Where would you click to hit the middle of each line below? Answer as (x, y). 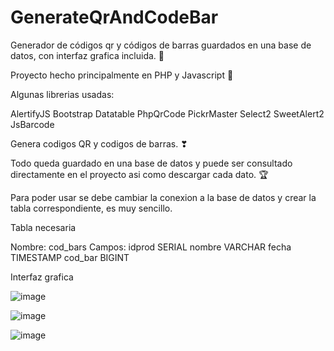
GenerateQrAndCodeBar (114, 17)
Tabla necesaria (43, 227)
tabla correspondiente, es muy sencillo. (91, 208)
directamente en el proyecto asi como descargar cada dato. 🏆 (139, 174)
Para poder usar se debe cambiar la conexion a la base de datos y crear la (163, 197)
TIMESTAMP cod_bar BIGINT (70, 257)
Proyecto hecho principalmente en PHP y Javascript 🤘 (122, 75)
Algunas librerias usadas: (62, 94)
